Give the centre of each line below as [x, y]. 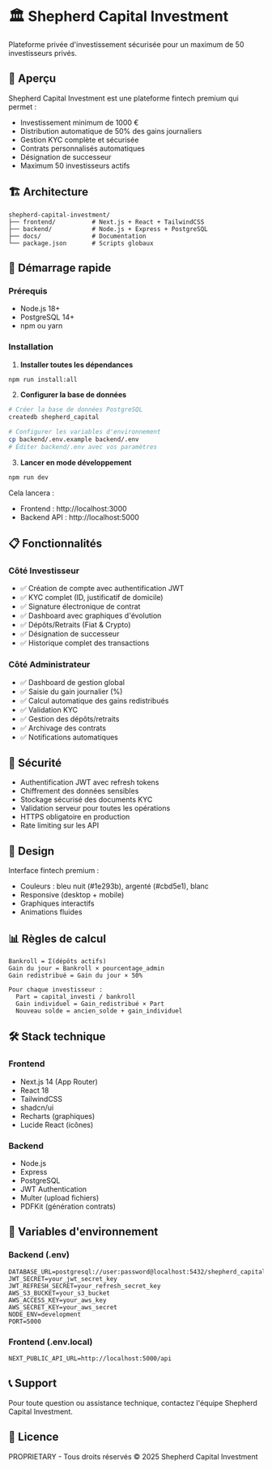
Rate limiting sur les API [59, 825]
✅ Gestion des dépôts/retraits [70, 718]
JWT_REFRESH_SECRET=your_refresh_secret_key [85, 1286]
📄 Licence [34, 1437]
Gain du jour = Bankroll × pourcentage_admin [86, 969]
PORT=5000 [25, 1321]
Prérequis [28, 291]
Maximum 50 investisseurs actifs [75, 165]
